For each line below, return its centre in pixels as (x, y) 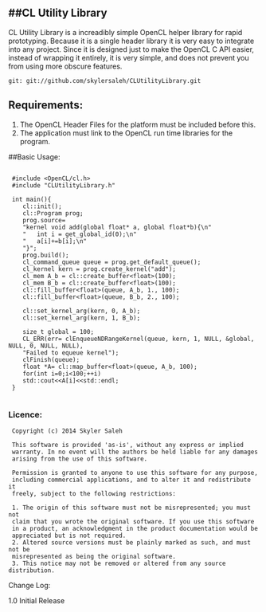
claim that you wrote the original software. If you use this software (133, 521)
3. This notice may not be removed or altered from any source (119, 563)
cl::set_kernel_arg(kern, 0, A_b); (82, 311)
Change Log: (29, 585)
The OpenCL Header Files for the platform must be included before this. (138, 124)
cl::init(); (42, 206)
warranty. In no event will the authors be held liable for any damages (135, 452)
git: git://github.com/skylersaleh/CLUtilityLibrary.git (105, 80)
